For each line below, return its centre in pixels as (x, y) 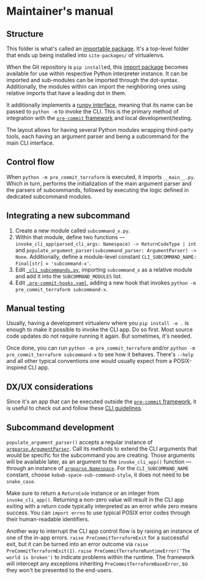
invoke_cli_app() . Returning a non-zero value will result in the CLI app (95, 500)
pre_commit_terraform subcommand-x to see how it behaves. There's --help (100, 354)
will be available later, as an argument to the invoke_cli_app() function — (99, 462)
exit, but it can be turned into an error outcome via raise (77, 544)
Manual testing (36, 309)
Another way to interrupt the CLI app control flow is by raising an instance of (102, 531)
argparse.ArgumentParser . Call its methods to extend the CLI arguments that (102, 449)
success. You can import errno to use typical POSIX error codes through (99, 513)
